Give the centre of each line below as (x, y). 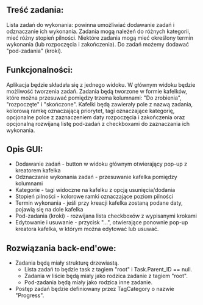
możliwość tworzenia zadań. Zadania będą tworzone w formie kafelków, (97, 91)
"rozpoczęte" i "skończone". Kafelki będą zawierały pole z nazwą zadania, (100, 104)
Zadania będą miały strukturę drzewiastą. (67, 263)
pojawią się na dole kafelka (49, 210)
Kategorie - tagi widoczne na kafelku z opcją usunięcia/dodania (95, 190)
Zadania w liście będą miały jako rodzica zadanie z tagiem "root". (106, 276)
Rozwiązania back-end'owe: (61, 248)
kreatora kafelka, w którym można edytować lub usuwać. (87, 229)
